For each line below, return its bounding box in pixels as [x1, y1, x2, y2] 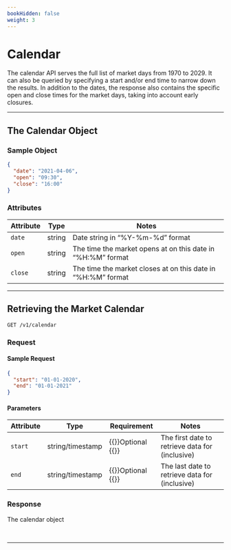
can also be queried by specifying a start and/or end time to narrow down [7, 77, 216, 85]
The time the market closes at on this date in [72, 264, 216, 273]
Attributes [7, 203, 42, 213]
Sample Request [7, 355, 55, 363]
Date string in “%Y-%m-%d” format [72, 233, 190, 242]
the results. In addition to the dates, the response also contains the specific [7, 84, 220, 92]
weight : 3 [7, 17, 36, 23]
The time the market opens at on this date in [72, 244, 215, 253]
